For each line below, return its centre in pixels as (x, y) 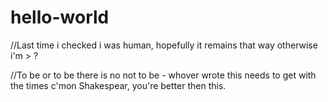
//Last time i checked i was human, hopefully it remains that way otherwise (164, 45)
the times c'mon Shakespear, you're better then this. (118, 85)
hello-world (60, 17)
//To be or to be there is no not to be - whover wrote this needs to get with (163, 75)
